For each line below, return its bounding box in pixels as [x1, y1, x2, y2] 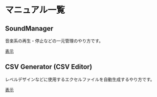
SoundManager [5, 24, 54, 32]
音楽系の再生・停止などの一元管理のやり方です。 [5, 38, 104, 44]
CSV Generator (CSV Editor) [5, 63, 92, 71]
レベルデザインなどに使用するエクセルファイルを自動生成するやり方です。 [5, 76, 155, 82]
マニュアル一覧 [5, 4, 65, 16]
